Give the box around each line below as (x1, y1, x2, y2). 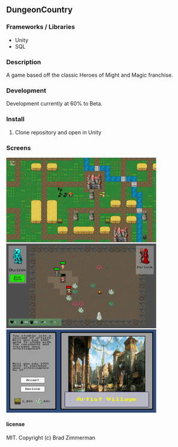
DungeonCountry (6, 5, 73, 15)
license (6, 421, 25, 428)
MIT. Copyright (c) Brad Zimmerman (6, 434, 96, 441)
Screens (6, 143, 31, 152)
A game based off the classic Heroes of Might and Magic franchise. (6, 71, 173, 79)
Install (6, 115, 25, 124)
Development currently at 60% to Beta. (6, 100, 103, 107)
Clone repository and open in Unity (14, 128, 102, 136)
